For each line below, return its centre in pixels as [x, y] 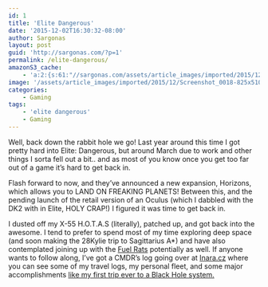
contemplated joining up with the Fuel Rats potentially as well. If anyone [126, 249]
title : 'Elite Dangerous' [51, 23]
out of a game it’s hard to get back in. [69, 167]
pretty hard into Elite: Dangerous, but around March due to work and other [130, 150]
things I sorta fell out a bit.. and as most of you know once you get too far [129, 159]
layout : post [30, 45]
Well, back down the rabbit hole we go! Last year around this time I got [124, 142]
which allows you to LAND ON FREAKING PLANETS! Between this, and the [130, 191]
